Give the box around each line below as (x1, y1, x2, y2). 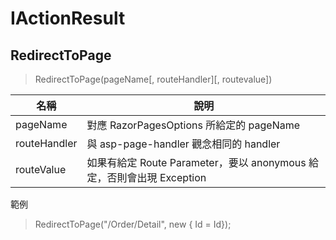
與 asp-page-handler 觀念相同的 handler (86, 137, 281, 151)
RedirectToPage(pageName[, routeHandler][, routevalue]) (34, 73, 273, 85)
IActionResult (10, 7, 126, 30)
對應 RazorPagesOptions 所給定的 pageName (86, 118, 301, 132)
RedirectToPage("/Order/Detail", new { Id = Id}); (34, 218, 232, 230)
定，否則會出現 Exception (86, 171, 207, 184)
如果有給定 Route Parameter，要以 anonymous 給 (86, 156, 320, 169)
